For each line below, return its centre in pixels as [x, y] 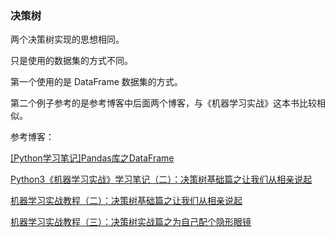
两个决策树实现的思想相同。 [67, 39]
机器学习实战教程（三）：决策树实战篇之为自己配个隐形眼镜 [131, 222]
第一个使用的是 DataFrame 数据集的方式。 [96, 82]
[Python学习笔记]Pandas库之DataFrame [92, 158]
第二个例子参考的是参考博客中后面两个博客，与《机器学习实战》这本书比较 [163, 103]
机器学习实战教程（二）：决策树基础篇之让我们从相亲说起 [126, 201]
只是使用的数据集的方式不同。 [71, 61]
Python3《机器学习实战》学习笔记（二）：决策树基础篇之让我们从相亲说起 [161, 179]
